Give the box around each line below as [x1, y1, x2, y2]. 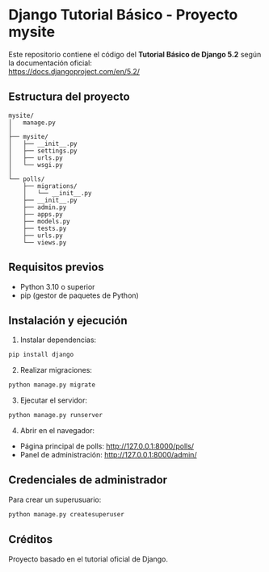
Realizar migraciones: [19, 365, 93, 375]
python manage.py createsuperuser [8, 510, 125, 518]
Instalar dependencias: [19, 335, 97, 344]
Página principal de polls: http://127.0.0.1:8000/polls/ [19, 441, 195, 451]
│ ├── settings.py [8, 147, 78, 155]
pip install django [8, 351, 74, 359]
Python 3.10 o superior [19, 282, 95, 291]
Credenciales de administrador [8, 474, 168, 487]
